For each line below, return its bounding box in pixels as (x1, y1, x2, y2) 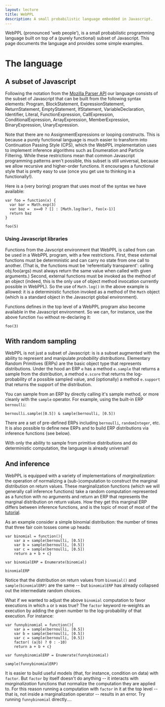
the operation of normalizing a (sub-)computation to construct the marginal (5, 478, 158, 484)
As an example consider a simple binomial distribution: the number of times (5, 519, 158, 525)
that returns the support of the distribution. (5, 382, 92, 388)
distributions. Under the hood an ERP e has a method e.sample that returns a (5, 366, 160, 372)
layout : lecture (5, 7, 38, 12)
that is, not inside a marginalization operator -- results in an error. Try (5, 691, 145, 697)
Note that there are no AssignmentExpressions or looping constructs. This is (5, 132, 160, 137)
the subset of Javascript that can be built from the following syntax (5, 96, 141, 102)
